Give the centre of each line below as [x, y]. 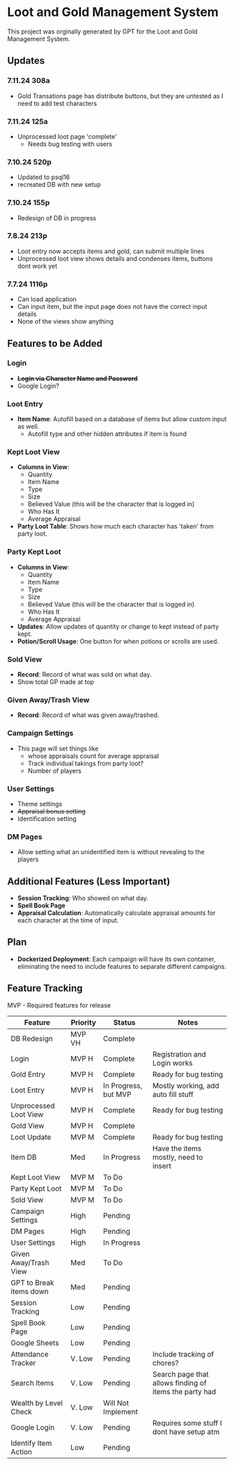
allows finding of [179, 1383]
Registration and [179, 1054]
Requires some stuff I [187, 1423]
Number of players [55, 771]
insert [162, 1165]
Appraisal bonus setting [51, 811]
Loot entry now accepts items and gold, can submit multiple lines [111, 251]
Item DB [24, 1157]
